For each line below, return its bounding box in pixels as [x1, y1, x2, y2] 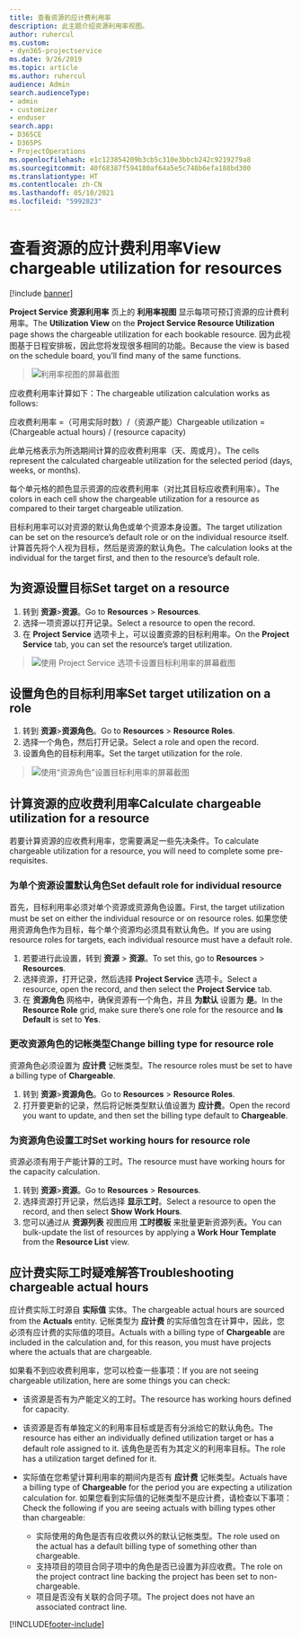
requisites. [9, 855, 49, 866]
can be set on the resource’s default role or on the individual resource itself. [9, 531, 289, 542]
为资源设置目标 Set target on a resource [9, 580, 230, 596]
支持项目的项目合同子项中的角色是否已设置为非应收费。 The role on [35, 1561, 283, 1572]
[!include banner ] [9, 288, 74, 298]
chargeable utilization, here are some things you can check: [9, 1375, 231, 1386]
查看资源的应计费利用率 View [9, 239, 222, 259]
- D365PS [9, 138, 42, 147]
